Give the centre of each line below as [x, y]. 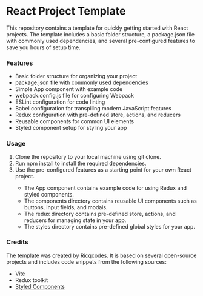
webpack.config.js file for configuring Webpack [75, 96]
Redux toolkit [32, 280]
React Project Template [66, 11]
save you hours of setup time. [43, 47]
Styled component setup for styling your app [71, 128]
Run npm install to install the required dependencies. [81, 163]
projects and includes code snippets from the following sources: [86, 261]
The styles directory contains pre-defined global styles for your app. [110, 226]
